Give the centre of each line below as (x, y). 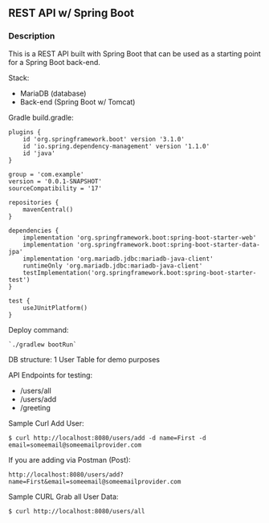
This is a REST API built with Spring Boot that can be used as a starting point (134, 53)
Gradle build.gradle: (41, 117)
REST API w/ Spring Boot (71, 13)
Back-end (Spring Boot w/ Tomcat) (77, 102)
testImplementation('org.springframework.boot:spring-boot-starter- (140, 272)
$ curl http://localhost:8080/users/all (77, 511)
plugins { (25, 132)
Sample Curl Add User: (46, 423)
